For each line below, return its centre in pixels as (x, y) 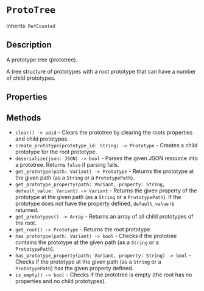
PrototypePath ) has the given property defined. (74, 268)
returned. (27, 210)
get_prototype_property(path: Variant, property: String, (90, 184)
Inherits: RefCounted (31, 26)
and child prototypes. (42, 139)
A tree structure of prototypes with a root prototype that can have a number (101, 71)
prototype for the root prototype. (56, 152)
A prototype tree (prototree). (42, 60)
